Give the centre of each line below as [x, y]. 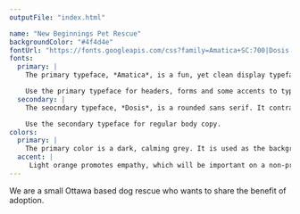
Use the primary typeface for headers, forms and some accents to [151, 91]
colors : [24, 132]
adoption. [27, 200]
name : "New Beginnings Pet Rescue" [75, 33]
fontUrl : [25, 50]
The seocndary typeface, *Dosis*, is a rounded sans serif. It [146, 108]
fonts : [21, 59]
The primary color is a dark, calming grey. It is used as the [146, 149]
